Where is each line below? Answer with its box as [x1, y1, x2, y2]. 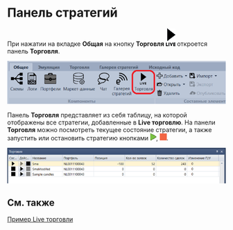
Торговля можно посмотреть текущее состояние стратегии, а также [7, 125, 213, 133]
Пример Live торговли [7, 215, 74, 224]
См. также [7, 197, 55, 208]
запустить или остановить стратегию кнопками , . [7, 133, 169, 142]
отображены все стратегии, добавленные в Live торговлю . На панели [7, 118, 216, 126]
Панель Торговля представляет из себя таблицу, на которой [7, 110, 187, 119]
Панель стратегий [7, 5, 118, 21]
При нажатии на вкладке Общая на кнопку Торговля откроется [7, 40, 208, 48]
